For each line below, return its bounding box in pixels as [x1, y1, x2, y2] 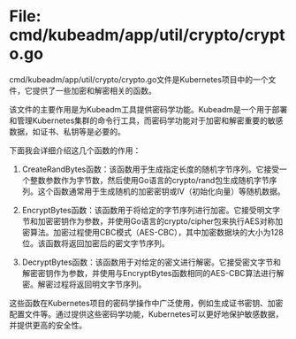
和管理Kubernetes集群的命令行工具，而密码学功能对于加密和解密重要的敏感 [9, 115, 284, 126]
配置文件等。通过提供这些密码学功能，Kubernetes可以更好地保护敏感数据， [9, 308, 284, 320]
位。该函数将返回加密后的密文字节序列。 [21, 237, 170, 249]
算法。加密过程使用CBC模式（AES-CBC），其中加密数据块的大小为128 [29, 227, 285, 237]
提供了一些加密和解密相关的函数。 [32, 85, 156, 96]
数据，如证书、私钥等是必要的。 [9, 126, 125, 136]
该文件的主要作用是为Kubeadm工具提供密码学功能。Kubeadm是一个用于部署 [9, 104, 288, 114]
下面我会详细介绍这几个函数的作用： [9, 144, 141, 156]
